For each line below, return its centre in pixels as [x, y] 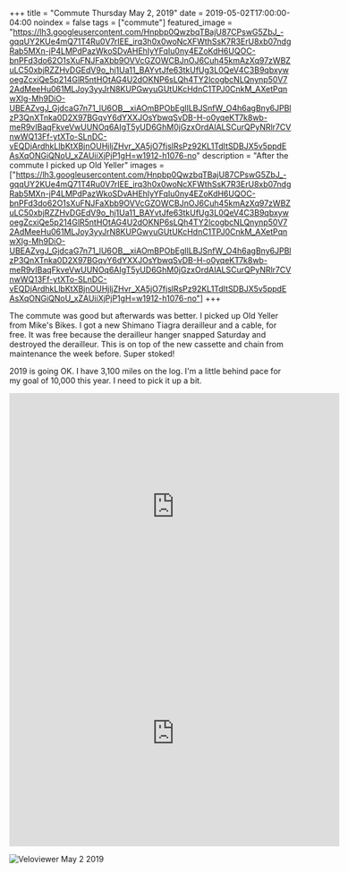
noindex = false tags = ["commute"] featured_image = [133, 22]
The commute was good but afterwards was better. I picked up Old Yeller [144, 316]
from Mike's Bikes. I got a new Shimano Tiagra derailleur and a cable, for [143, 325]
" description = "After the [242, 155]
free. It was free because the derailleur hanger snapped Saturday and [138, 334]
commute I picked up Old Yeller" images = [87, 165]
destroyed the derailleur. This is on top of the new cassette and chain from [146, 344]
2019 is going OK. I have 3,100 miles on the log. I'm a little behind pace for [145, 371]
